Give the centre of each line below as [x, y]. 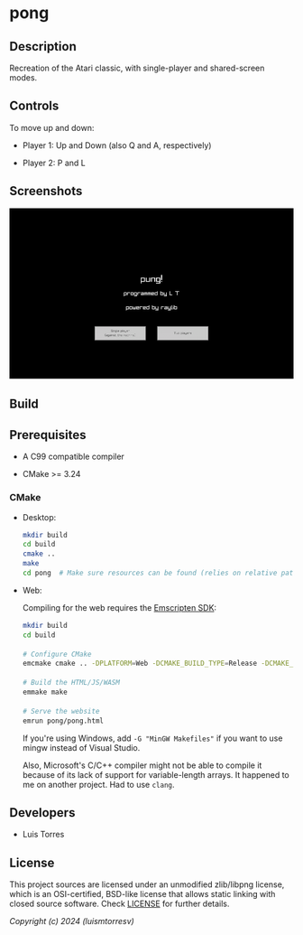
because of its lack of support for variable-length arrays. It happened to [156, 774]
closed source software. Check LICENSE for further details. [119, 904]
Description [43, 47]
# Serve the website [61, 711]
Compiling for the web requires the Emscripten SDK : [119, 607]
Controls [34, 106]
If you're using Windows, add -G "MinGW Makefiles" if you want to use [152, 738]
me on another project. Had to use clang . [98, 784]
